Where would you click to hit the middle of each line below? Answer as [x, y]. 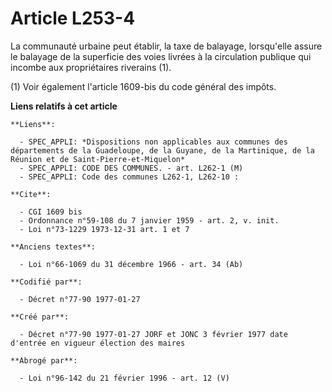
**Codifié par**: [46, 282]
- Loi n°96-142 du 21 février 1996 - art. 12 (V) [124, 378]
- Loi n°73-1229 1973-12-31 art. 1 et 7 [104, 229]
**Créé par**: [40, 317]
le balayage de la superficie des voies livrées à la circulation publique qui [161, 56]
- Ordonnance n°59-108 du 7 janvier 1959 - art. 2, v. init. [149, 220]
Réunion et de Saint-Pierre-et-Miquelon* [98, 159]
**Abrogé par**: [44, 360]
